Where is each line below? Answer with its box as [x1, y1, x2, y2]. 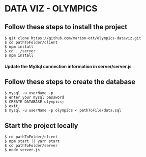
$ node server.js [4, 148, 40, 153]
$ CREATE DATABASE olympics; [4, 99, 64, 104]
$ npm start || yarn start [4, 139, 60, 144]
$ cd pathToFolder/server [4, 143, 58, 148]
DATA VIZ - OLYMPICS [4, 3, 98, 14]
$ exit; [4, 104, 21, 109]
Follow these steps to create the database [4, 78, 136, 86]
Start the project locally [4, 121, 78, 130]
